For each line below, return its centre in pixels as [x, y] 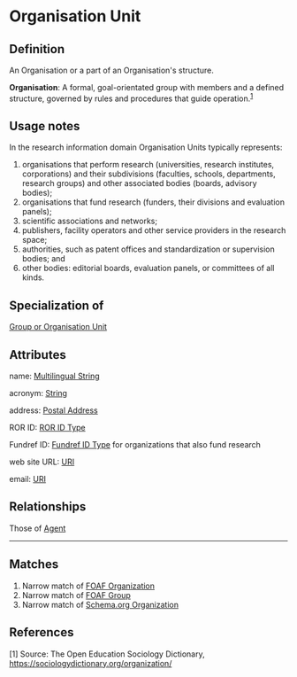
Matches [34, 564]
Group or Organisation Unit [58, 327]
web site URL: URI [42, 462]
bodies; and [44, 259]
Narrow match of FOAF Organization [88, 586]
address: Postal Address [54, 410]
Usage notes [45, 126]
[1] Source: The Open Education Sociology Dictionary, [107, 654]
